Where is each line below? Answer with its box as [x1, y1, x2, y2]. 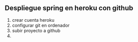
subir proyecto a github [12, 27, 61, 34]
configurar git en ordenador [12, 22, 70, 28]
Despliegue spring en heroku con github [5, 4, 133, 12]
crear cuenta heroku [12, 17, 55, 23]
